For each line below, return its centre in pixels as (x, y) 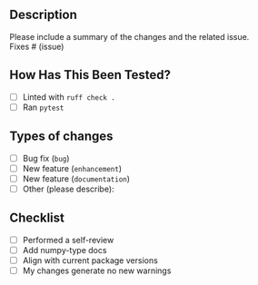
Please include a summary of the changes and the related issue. (129, 36)
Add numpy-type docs (64, 250)
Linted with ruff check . (69, 97)
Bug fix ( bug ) (46, 158)
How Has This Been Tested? (90, 75)
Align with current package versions (90, 260)
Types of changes (61, 137)
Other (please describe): (69, 189)
